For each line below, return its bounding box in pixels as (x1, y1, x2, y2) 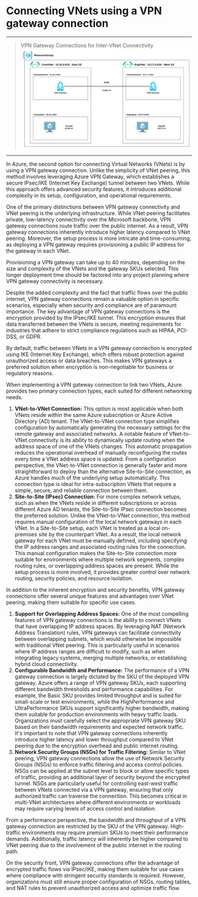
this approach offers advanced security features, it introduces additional (6, 186, 181, 193)
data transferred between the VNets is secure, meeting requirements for (6, 320, 181, 328)
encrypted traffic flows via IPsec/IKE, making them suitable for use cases (6, 866, 184, 873)
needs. (6, 394, 23, 401)
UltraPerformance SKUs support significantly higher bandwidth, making (14, 705, 190, 712)
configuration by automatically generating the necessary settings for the (14, 424, 190, 431)
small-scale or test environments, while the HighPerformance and (14, 698, 174, 705)
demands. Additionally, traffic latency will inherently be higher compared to (6, 836, 189, 843)
